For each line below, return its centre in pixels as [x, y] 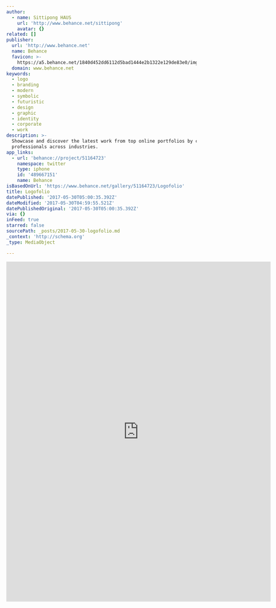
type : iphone [34, 169]
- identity [25, 118]
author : [16, 12]
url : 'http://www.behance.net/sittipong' [70, 23]
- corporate [27, 125]
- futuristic [28, 102]
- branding [25, 85]
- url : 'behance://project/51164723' [59, 158]
